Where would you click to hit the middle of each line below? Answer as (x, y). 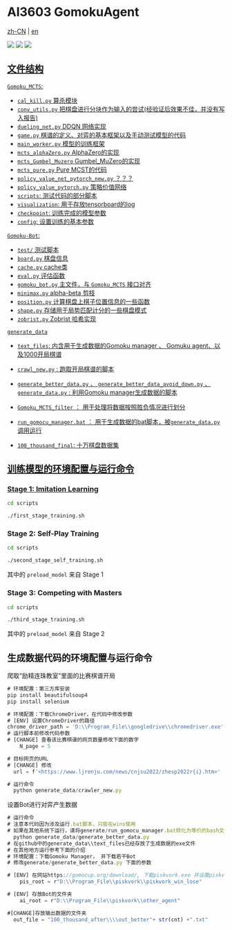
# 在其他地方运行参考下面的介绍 (46, 850)
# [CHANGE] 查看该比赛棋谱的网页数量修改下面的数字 (73, 740)
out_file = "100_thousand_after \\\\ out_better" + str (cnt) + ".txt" (111, 920)
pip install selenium (38, 702)
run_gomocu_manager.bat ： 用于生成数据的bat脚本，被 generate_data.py (118, 421)
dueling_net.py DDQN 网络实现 (62, 126)
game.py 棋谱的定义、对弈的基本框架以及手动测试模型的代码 (101, 135)
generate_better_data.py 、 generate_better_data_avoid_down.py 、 (114, 383)
